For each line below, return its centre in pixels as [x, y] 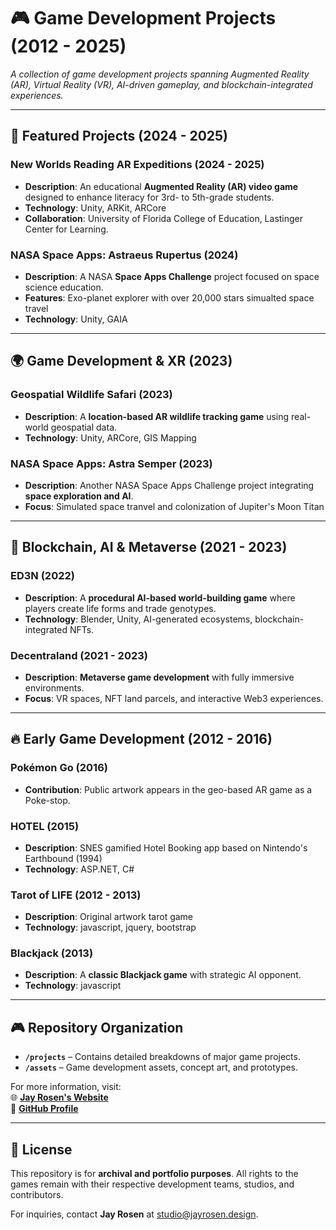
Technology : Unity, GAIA [76, 319]
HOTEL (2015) [45, 826]
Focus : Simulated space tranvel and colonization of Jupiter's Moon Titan [174, 506]
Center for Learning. [66, 229]
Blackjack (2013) [52, 953]
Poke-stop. [47, 800]
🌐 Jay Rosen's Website [59, 1097]
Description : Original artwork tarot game [109, 917]
